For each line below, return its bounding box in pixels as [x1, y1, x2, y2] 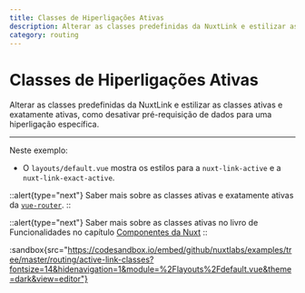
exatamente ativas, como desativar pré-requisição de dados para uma [9, 109, 272, 120]
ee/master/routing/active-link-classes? [9, 254, 154, 265]
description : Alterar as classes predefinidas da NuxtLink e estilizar [9, 22, 286, 31]
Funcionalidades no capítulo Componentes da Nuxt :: [9, 227, 208, 237]
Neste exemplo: [9, 145, 68, 156]
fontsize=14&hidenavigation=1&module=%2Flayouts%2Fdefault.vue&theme [9, 264, 292, 275]
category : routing [9, 30, 79, 39]
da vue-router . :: [9, 199, 72, 210]
